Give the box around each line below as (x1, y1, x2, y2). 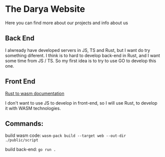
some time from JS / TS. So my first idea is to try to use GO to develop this (5, 58, 157, 64)
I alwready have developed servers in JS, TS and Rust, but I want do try (5, 47, 150, 53)
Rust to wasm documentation (5, 90, 65, 96)
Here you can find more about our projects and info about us (5, 20, 128, 26)
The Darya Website (5, 3, 85, 15)
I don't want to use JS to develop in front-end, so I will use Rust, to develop (5, 100, 158, 106)
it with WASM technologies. (5, 105, 61, 111)
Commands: (5, 119, 44, 128)
